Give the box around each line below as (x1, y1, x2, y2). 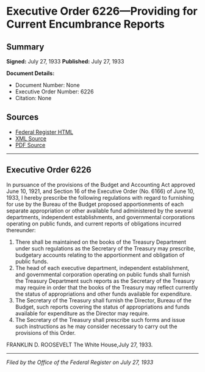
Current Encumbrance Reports (6, 17, 165, 31)
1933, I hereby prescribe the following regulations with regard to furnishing (6, 194, 194, 201)
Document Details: (6, 70, 55, 77)
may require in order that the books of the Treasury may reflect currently (15, 283, 198, 291)
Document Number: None (15, 81, 81, 89)
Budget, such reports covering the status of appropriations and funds (15, 303, 190, 310)
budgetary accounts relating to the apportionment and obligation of (15, 251, 185, 258)
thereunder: (6, 226, 36, 233)
